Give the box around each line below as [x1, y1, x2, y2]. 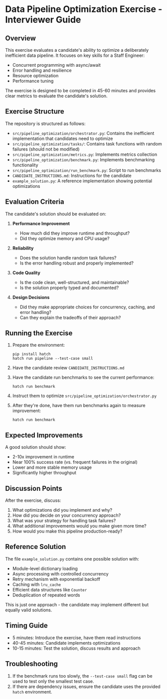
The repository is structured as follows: [5, 121, 86, 127]
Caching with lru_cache [12, 581, 61, 587]
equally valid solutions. [5, 607, 52, 613]
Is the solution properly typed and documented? [19, 284, 119, 290]
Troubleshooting [5, 660, 58, 668]
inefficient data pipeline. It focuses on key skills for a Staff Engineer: [5, 52, 145, 58]
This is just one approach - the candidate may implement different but [5, 601, 149, 607]
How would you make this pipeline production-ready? [12, 528, 123, 534]
